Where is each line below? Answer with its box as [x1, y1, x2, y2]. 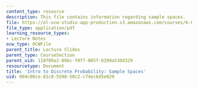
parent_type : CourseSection [6, 52, 75, 58]
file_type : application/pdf [6, 25, 75, 31]
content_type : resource [6, 8, 65, 15]
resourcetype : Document [6, 63, 65, 69]
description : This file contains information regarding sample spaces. [6, 14, 186, 20]
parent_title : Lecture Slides [6, 47, 81, 53]
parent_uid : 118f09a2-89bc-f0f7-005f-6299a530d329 [6, 57, 133, 63]
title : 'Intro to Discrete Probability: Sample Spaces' [6, 69, 146, 74]
